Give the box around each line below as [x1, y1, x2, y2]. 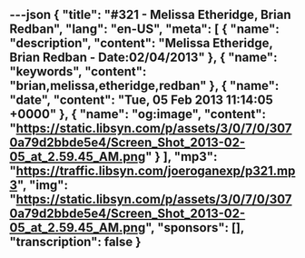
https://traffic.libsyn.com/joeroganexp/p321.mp [15, 164, 296, 179]
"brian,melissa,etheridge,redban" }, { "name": [9, 78, 280, 94]
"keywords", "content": [9, 64, 147, 80]
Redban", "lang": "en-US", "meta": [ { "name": [9, 22, 280, 37]
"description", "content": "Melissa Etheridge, [9, 35, 273, 51]
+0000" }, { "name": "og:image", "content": [9, 106, 266, 122]
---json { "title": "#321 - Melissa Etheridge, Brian [9, 7, 291, 23]
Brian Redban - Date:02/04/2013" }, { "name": [9, 50, 278, 65]
